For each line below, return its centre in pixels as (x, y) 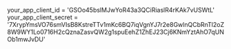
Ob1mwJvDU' (27, 39)
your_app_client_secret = (43, 17)
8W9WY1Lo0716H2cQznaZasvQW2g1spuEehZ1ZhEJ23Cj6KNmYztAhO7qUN (116, 32)
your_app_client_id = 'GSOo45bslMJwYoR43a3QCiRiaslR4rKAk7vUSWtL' (111, 10)
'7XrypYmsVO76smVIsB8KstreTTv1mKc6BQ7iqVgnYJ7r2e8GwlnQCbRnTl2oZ (116, 24)
